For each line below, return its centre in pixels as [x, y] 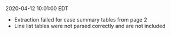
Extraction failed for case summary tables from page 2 [80, 20]
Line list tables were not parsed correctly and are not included [90, 26]
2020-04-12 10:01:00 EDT [37, 8]
